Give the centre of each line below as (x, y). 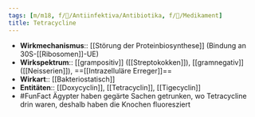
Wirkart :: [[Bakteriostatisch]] (67, 79)
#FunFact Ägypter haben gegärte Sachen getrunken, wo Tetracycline (133, 96)
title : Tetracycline (43, 23)
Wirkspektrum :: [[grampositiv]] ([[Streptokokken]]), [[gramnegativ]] (132, 62)
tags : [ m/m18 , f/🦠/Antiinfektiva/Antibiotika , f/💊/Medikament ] (116, 15)
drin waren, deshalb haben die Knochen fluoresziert (105, 104)
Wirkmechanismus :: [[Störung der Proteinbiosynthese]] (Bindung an (133, 45)
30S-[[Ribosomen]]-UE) (59, 54)
